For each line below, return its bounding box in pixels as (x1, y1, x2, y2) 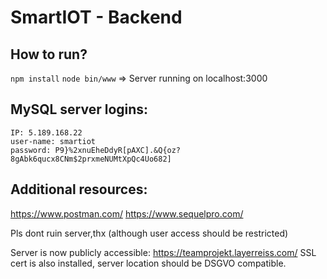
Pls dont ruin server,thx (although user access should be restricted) (10, 227, 289, 239)
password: (10, 145, 52, 155)
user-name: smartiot (10, 136, 97, 146)
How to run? (10, 46, 88, 63)
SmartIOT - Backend (10, 6, 183, 29)
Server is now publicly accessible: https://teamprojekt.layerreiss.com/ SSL (10, 246, 317, 258)
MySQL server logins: (10, 101, 149, 118)
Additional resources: (10, 181, 148, 198)
